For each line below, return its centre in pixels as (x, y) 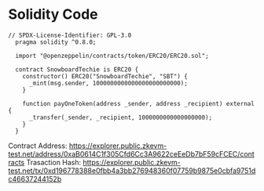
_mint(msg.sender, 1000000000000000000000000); (108, 83)
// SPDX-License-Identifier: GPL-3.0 (70, 35)
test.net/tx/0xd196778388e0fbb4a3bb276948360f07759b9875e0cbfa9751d (132, 171)
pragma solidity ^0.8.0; (56, 42)
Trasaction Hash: (54, 162)
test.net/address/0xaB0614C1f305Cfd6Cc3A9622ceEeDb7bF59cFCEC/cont (132, 153)
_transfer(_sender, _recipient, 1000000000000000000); (121, 117)
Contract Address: (38, 146)
